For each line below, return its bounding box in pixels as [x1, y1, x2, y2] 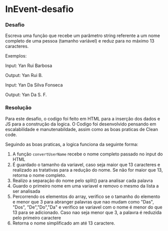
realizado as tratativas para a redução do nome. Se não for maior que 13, [12, 166, 163, 173]
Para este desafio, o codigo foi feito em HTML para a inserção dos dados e [5, 115, 160, 121]
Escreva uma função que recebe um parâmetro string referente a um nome [5, 32, 160, 38]
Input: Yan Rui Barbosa [5, 62, 53, 68]
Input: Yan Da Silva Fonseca [5, 82, 63, 88]
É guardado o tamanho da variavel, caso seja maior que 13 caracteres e [12, 161, 160, 167]
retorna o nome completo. [12, 172, 67, 178]
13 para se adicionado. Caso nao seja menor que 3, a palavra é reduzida [12, 209, 162, 215]
